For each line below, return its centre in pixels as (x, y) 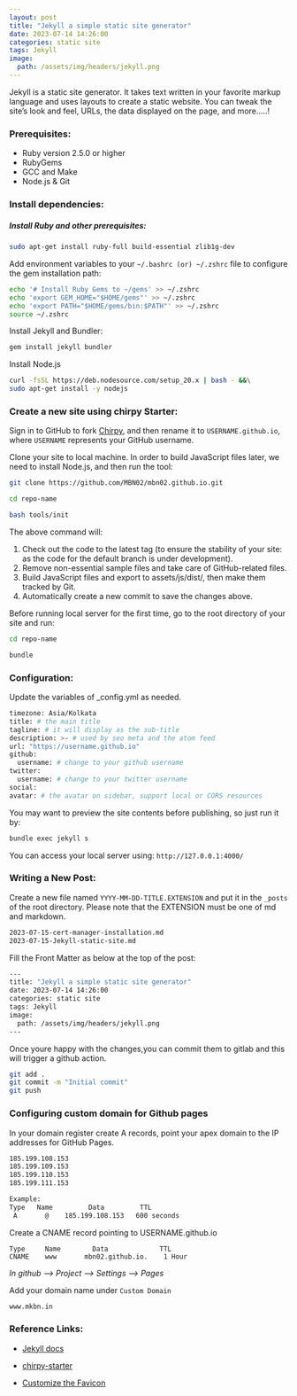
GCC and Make (49, 172)
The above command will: (56, 532)
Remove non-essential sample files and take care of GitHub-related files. (154, 567)
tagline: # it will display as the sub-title (94, 729)
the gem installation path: (55, 273)
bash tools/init (39, 515)
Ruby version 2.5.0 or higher (73, 153)
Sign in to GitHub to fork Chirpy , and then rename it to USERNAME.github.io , (145, 431)
